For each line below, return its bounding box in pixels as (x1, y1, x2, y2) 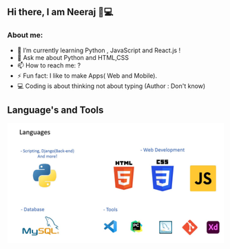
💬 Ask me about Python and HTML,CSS (17, 53, 129, 61)
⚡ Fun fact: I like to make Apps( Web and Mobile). (17, 72, 157, 80)
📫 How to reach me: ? (17, 61, 81, 69)
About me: (7, 30, 43, 40)
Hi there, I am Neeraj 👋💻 (7, 6, 114, 18)
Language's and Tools (7, 105, 104, 116)
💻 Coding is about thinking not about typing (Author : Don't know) (17, 82, 206, 90)
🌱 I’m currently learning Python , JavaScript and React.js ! (17, 46, 181, 54)
